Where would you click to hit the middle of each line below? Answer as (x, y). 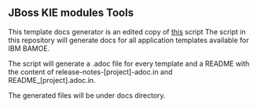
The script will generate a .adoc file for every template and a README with (129, 63)
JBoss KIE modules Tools (71, 13)
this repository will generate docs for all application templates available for (128, 40)
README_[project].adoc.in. (52, 80)
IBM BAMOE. (29, 48)
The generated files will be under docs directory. (87, 95)
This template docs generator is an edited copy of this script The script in (127, 31)
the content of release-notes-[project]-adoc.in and (90, 72)
